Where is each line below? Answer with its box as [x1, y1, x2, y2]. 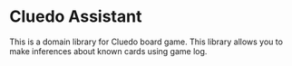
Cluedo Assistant [9, 6, 142, 27]
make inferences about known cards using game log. [9, 45, 208, 56]
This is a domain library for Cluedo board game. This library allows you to [9, 36, 284, 47]
